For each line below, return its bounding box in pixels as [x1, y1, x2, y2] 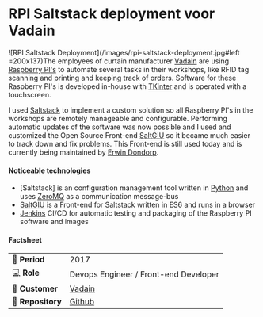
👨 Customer [12, 283, 58, 294]
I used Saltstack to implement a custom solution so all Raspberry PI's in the [8, 105, 253, 115]
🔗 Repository [12, 296, 62, 307]
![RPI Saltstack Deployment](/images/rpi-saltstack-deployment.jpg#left [8, 48, 240, 57]
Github [69, 296, 95, 307]
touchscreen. [8, 90, 51, 99]
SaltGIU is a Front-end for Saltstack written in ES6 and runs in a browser [19, 200, 256, 210]
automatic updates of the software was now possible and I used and [8, 122, 231, 132]
